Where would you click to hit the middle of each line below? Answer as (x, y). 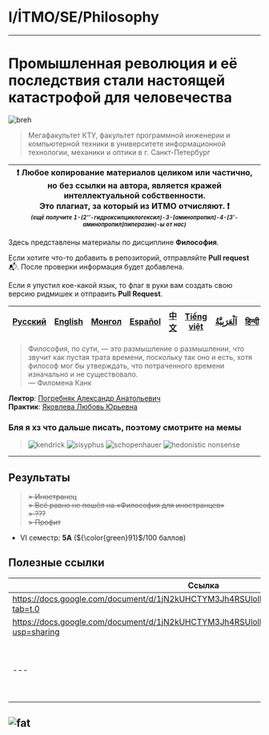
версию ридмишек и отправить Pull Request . (86, 294)
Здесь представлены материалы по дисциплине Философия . (114, 242)
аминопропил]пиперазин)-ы (124, 224)
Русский (29, 322)
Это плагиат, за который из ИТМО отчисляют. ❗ (134, 206)
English (69, 322)
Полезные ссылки (56, 563)
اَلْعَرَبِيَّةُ (226, 322)
